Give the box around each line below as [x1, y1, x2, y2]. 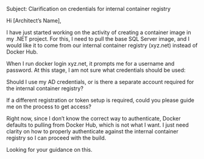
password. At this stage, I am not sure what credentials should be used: [6, 66, 186, 74]
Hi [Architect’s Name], [6, 17, 62, 24]
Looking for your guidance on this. [6, 146, 93, 153]
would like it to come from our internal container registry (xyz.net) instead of [6, 42, 198, 49]
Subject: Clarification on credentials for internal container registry [6, 5, 171, 12]
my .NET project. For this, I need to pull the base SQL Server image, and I [6, 35, 190, 42]
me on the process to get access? [6, 103, 91, 110]
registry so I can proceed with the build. [6, 134, 107, 141]
